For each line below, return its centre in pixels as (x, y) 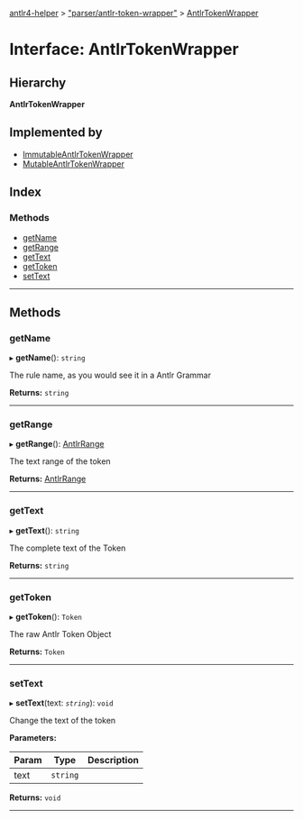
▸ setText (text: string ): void (62, 703)
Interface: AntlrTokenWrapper (124, 50)
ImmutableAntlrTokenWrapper (78, 154)
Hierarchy (38, 82)
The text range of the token (60, 461)
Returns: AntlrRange (48, 479)
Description (113, 761)
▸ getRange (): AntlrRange (57, 444)
